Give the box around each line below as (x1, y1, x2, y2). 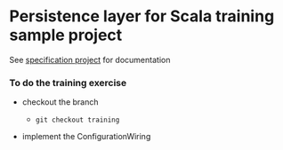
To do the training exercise (9, 76, 127, 89)
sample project (9, 25, 123, 45)
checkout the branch (21, 97, 100, 107)
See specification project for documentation (9, 54, 171, 65)
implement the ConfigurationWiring (21, 131, 151, 142)
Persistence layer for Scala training (9, 6, 275, 27)
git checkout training (35, 115, 120, 125)
